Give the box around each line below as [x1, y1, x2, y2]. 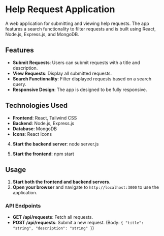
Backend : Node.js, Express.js [12, 120, 75, 126]
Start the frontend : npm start [12, 151, 75, 157]
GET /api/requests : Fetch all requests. [12, 214, 93, 220]
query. [12, 81, 26, 87]
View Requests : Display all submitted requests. [12, 70, 112, 76]
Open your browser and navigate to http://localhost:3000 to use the [12, 184, 159, 190]
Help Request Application [5, 4, 115, 15]
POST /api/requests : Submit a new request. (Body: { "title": [12, 219, 144, 225]
